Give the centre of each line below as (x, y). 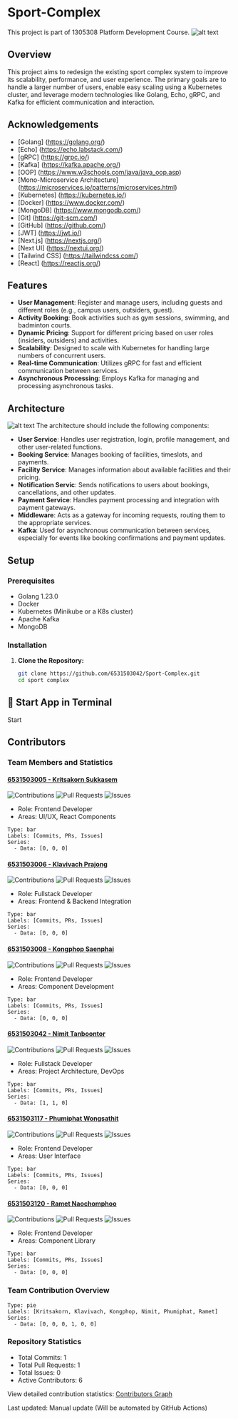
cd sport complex (43, 681)
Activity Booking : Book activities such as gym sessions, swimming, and (123, 317)
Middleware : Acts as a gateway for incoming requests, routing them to (121, 515)
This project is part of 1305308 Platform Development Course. (99, 32)
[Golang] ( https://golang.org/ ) (61, 142)
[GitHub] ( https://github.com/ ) (62, 225)
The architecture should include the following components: (123, 426)
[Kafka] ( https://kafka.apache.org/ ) (69, 164)
